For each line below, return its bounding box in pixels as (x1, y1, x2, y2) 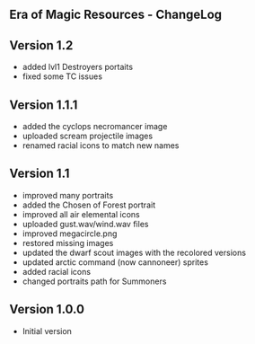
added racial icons (22, 266, 92, 277)
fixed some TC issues (22, 71, 103, 82)
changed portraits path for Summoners (22, 276, 167, 287)
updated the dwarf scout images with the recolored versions (22, 247, 247, 258)
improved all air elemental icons (22, 208, 141, 219)
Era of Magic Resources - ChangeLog (9, 7, 223, 22)
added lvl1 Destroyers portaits (22, 62, 133, 73)
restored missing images (22, 237, 114, 248)
